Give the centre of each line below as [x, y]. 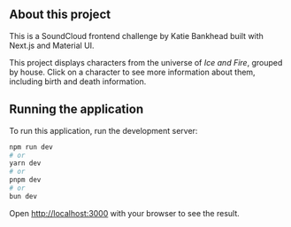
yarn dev [25, 163]
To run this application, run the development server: [103, 130]
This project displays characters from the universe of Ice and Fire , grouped [146, 62]
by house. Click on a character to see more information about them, [132, 72]
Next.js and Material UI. [52, 45]
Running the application [77, 110]
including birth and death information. [78, 81]
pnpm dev [25, 180]
